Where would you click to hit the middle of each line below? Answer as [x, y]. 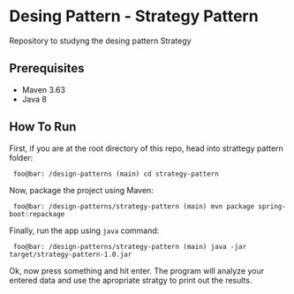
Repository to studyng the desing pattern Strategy [100, 41]
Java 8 [34, 99]
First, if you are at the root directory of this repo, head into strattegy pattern [147, 148]
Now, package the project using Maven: [82, 190]
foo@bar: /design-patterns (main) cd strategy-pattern [116, 174]
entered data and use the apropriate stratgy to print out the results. [131, 280]
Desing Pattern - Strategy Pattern [134, 16]
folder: [21, 157]
